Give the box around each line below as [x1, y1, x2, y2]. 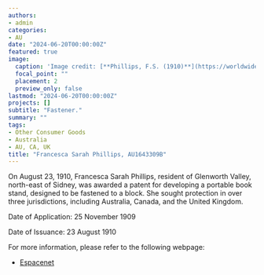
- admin [8, 19, 34, 27]
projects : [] [8, 99, 51, 107]
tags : [8, 121, 26, 129]
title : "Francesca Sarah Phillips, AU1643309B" [8, 150, 167, 158]
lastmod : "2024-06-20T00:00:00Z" [8, 92, 118, 100]
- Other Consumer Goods [8, 128, 86, 136]
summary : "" [8, 114, 47, 122]
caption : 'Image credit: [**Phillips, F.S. [15, 63, 159, 71]
